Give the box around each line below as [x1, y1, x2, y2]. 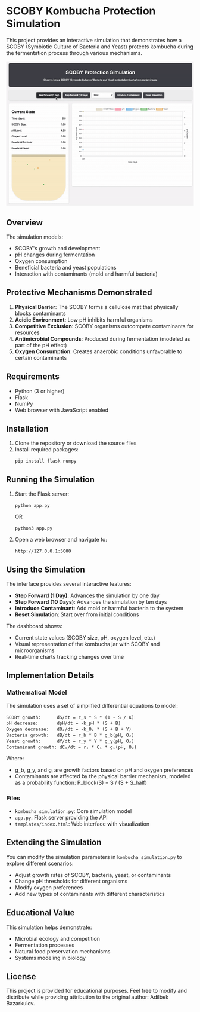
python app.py [14, 503, 50, 509]
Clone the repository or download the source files [14, 439, 137, 447]
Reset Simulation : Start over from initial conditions [14, 611, 139, 618]
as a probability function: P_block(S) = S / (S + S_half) [14, 779, 148, 786]
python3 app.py [14, 525, 53, 531]
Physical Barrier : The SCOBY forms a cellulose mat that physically [14, 303, 179, 310]
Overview [6, 217, 43, 228]
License [6, 971, 36, 982]
